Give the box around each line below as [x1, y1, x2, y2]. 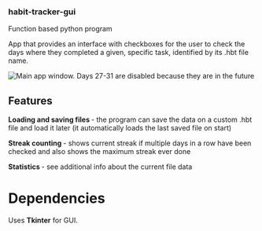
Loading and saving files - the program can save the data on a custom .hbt [8, 115, 253, 124]
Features [8, 93, 53, 108]
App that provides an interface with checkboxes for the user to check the [8, 39, 245, 49]
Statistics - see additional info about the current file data [8, 162, 193, 171]
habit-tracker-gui [8, 6, 76, 17]
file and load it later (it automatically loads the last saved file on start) [8, 123, 232, 133]
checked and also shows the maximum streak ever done [8, 147, 191, 156]
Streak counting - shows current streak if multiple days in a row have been [8, 138, 252, 148]
